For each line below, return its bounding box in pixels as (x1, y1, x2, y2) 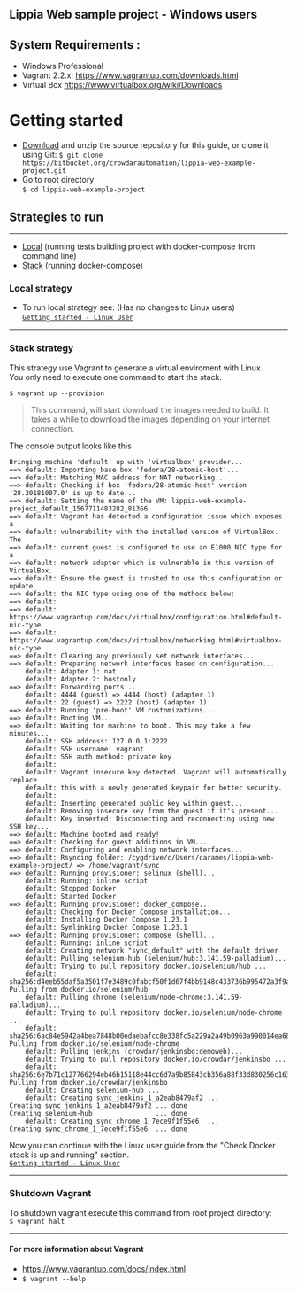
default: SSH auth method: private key (25, 752, 172, 761)
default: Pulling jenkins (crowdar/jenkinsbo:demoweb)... (25, 1047, 243, 1055)
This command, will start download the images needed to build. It (30, 404, 270, 415)
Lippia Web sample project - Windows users (9, 7, 258, 22)
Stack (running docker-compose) (21, 260, 144, 270)
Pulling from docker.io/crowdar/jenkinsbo (9, 1078, 168, 1086)
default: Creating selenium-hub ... (25, 1086, 161, 1094)
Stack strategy (9, 342, 74, 354)
